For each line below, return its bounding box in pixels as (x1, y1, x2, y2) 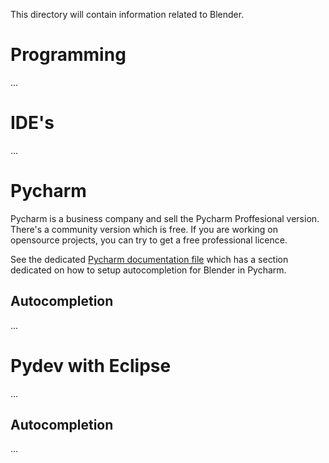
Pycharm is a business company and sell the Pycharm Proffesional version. (10, 212, 320, 224)
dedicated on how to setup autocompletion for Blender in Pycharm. (10, 264, 287, 276)
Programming (10, 44, 127, 66)
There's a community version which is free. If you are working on (10, 223, 279, 235)
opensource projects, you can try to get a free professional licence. (10, 234, 288, 246)
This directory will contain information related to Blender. (10, 9, 245, 20)
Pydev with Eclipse (10, 354, 172, 377)
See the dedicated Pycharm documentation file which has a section (10, 253, 289, 265)
